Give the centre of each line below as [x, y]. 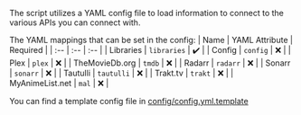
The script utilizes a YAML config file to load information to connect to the [147, 13]
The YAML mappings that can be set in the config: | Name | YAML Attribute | [151, 40]
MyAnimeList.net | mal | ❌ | [59, 83]
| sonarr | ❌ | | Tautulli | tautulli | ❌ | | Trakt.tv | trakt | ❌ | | [122, 73]
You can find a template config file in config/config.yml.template [129, 101]
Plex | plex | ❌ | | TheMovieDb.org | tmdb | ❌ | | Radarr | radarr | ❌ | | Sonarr [150, 63]
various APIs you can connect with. [75, 22]
